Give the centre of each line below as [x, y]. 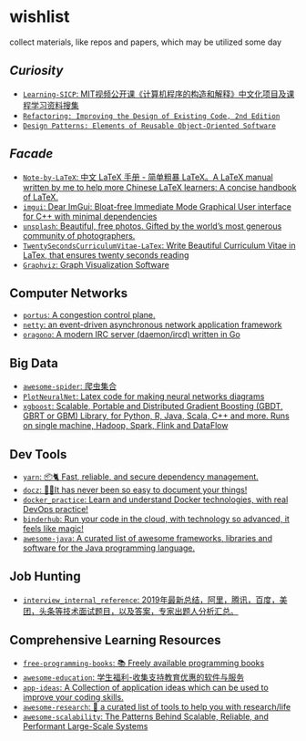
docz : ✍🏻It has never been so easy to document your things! [135, 490]
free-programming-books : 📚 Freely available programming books [143, 663]
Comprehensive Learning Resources [115, 640]
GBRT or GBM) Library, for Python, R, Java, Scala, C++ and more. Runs [156, 416]
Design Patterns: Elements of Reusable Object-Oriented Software [149, 126]
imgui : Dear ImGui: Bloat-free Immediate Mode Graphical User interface [157, 206]
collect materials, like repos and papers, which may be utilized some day [146, 42]
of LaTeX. [41, 197]
